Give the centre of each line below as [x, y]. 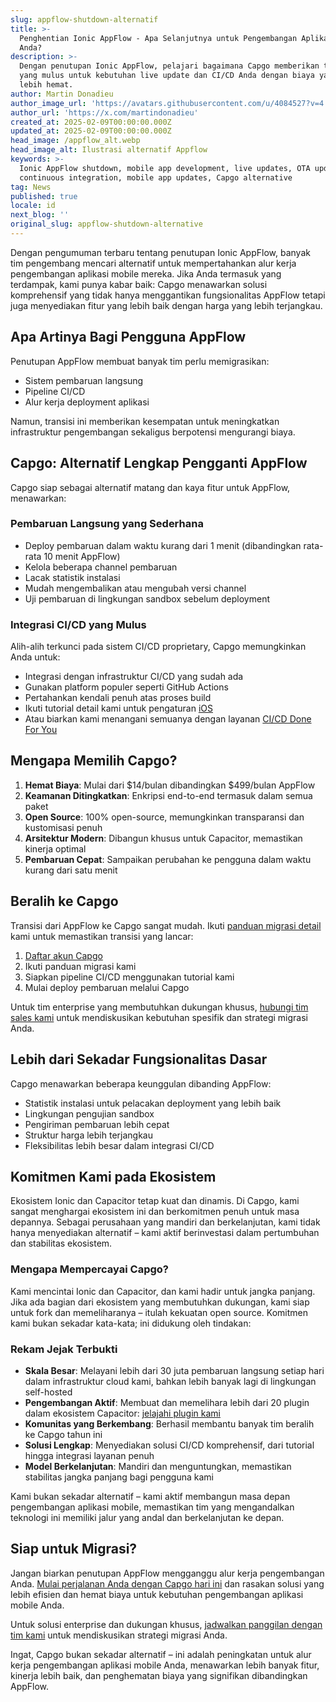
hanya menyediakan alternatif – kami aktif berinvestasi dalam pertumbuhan [165, 1233]
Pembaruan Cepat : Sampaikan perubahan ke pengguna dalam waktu [168, 859]
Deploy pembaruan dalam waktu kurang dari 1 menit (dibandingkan [163, 545]
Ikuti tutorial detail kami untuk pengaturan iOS [118, 708]
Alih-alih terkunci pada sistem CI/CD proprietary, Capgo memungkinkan [158, 647]
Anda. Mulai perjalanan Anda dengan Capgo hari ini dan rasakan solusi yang [167, 1583]
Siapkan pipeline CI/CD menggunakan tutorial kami [129, 977]
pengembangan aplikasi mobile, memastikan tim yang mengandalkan [152, 1507]
